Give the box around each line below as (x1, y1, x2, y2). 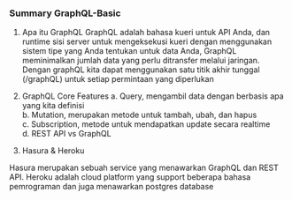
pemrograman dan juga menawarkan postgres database (9, 181, 214, 192)
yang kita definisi (21, 100, 85, 111)
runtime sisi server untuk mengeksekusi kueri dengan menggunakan (21, 36, 273, 47)
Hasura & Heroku (21, 145, 85, 156)
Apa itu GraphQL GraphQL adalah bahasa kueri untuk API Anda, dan (21, 27, 271, 38)
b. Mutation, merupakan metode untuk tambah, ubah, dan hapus (21, 109, 257, 121)
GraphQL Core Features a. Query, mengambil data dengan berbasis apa (21, 91, 285, 101)
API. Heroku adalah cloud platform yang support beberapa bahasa (9, 172, 251, 182)
